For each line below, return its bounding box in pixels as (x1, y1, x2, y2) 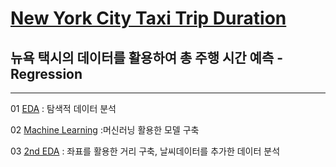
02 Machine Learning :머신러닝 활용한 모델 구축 (10, 124, 200, 136)
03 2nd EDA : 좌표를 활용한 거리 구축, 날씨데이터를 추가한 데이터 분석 (10, 145, 281, 157)
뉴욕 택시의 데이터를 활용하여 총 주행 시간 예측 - (10, 49, 284, 66)
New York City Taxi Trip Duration (10, 7, 287, 30)
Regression (10, 65, 83, 82)
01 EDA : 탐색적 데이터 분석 (10, 103, 117, 114)
